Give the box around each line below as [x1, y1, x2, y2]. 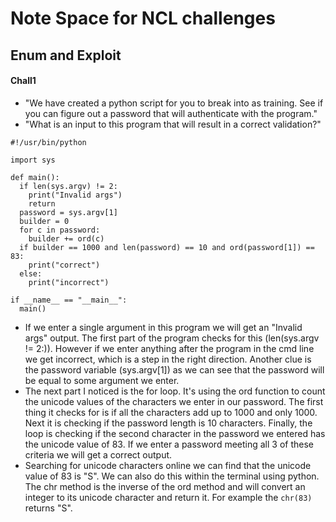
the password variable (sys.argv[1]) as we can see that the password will [24, 363, 325, 376]
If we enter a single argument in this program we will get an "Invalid [24, 321, 303, 333]
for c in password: [19, 225, 101, 235]
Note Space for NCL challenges [10, 7, 276, 30]
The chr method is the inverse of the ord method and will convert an [24, 480, 306, 492]
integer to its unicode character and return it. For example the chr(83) [24, 491, 313, 503]
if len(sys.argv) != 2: [19, 181, 118, 191]
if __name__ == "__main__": [10, 295, 128, 305]
